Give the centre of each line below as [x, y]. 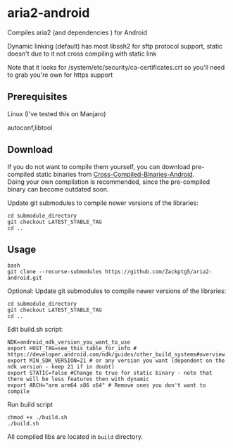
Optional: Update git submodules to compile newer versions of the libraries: [117, 291]
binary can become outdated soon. [58, 189]
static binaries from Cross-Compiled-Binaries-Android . [115, 174]
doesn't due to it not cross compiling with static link [82, 54]
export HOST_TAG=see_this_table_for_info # [72, 349]
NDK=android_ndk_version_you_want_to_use [69, 342]
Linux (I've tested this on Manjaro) [57, 113]
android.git [25, 278]
